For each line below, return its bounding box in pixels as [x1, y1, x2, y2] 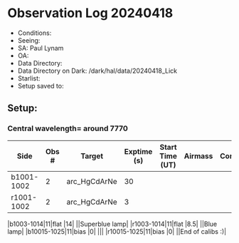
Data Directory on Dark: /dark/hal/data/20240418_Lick [17, 66, 178, 75]
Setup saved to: [17, 81, 64, 90]
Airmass [184, 151, 213, 161]
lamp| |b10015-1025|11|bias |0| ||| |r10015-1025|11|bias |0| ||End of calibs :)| [7, 227, 226, 236]
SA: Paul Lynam [17, 43, 64, 52]
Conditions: [17, 29, 52, 37]
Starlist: [17, 73, 41, 83]
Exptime [124, 146, 153, 156]
